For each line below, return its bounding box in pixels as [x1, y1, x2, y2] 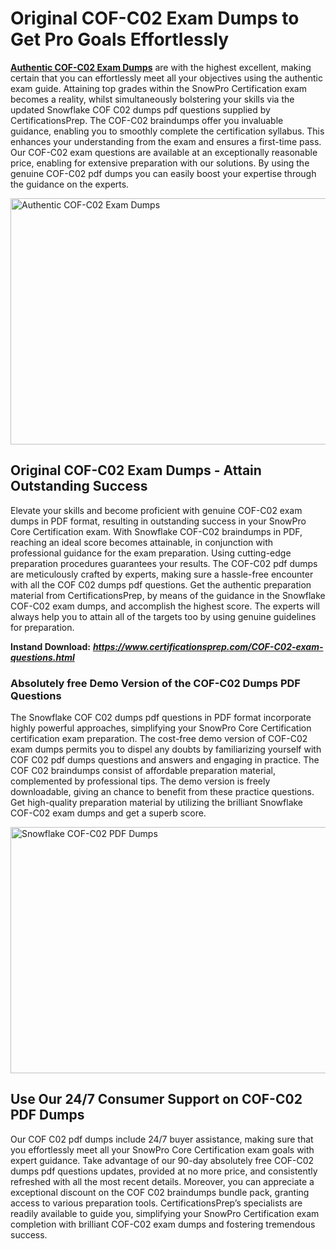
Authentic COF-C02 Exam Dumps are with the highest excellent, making [10, 61, 312, 73]
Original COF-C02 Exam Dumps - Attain [10, 462, 262, 479]
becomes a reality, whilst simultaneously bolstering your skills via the [10, 93, 295, 105]
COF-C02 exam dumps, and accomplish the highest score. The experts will [10, 600, 320, 612]
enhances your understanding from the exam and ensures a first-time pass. [10, 135, 322, 147]
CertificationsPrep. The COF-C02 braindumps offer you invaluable [10, 114, 284, 126]
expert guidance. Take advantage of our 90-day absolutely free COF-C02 [10, 1154, 315, 1166]
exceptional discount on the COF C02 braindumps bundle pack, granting [10, 1186, 310, 1198]
